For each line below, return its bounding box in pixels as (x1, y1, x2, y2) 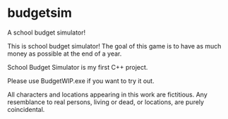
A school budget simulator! (7, 28, 86, 37)
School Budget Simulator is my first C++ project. (7, 63, 148, 71)
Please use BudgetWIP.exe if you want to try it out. (7, 76, 155, 85)
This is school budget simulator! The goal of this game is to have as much (7, 42, 222, 50)
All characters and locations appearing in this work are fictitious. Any (7, 90, 208, 99)
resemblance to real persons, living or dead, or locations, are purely (7, 97, 205, 106)
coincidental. (7, 105, 45, 113)
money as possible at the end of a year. (7, 49, 122, 58)
